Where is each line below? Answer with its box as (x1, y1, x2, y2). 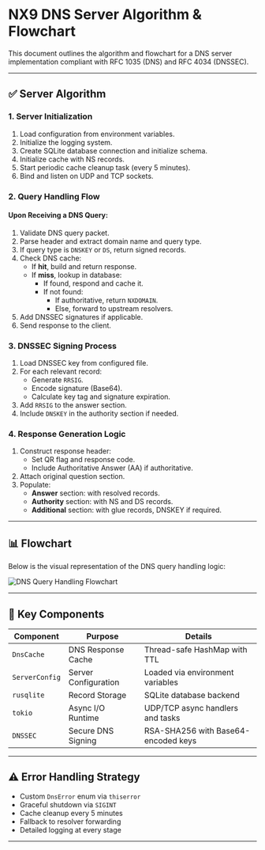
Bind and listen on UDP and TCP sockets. (19, 171, 154, 180)
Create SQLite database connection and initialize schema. (19, 146, 207, 155)
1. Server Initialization (8, 111, 93, 122)
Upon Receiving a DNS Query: (8, 211, 109, 220)
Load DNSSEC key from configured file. (19, 359, 148, 368)
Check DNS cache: (19, 253, 82, 263)
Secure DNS (68, 725, 114, 736)
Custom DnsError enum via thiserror (19, 791, 141, 801)
